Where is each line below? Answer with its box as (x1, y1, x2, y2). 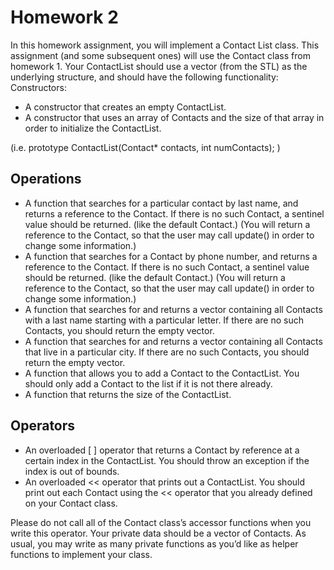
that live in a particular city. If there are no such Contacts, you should (24, 346, 310, 358)
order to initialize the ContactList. (24, 122, 162, 134)
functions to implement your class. (10, 548, 153, 560)
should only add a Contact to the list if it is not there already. (24, 377, 273, 390)
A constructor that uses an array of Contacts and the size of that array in (24, 111, 325, 123)
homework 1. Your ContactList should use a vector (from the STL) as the (10, 60, 308, 72)
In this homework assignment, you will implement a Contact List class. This (10, 39, 320, 51)
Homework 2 (10, 6, 119, 29)
